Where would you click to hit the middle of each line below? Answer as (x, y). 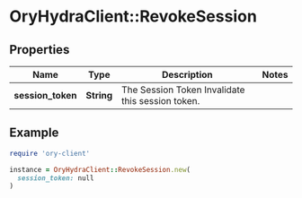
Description (187, 75)
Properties (40, 50)
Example (34, 133)
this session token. (160, 101)
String (99, 95)
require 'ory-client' (50, 153)
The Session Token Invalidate (183, 90)
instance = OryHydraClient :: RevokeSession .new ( (100, 169)
